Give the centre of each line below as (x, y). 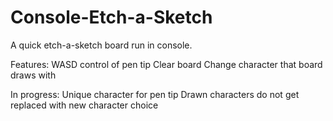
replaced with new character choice (84, 105)
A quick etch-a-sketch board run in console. (101, 45)
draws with (33, 75)
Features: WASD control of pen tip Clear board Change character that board (166, 64)
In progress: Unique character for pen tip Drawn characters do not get (155, 94)
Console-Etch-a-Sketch (111, 17)
